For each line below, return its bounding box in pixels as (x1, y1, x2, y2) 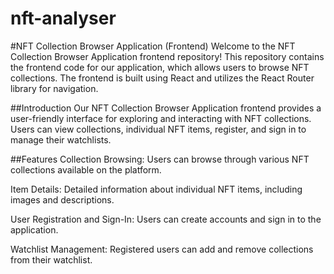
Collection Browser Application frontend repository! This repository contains (10, 50, 325, 62)
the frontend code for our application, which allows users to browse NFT (10, 61, 310, 73)
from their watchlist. (10, 253, 93, 266)
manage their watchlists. (10, 133, 112, 146)
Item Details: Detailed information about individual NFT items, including (10, 183, 303, 195)
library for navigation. (10, 82, 99, 94)
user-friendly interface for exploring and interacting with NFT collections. (10, 112, 312, 124)
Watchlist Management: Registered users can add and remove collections (10, 243, 314, 255)
